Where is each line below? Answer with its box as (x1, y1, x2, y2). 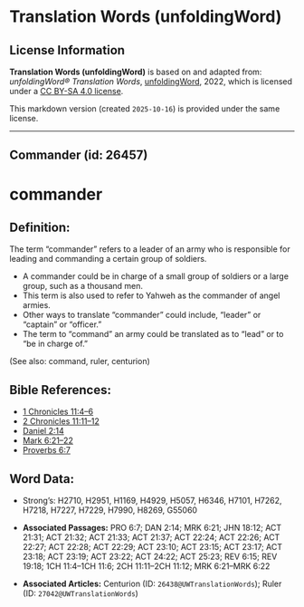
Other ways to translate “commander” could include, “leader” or (22, 310, 261, 321)
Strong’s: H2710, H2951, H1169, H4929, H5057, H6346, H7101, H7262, (22, 496, 282, 506)
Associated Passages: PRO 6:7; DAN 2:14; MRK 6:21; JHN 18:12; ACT (22, 523, 282, 534)
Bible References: (9, 382, 111, 398)
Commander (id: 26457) (9, 148, 148, 163)
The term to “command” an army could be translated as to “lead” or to (22, 329, 284, 340)
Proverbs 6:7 (22, 445, 71, 456)
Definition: (9, 219, 71, 235)
